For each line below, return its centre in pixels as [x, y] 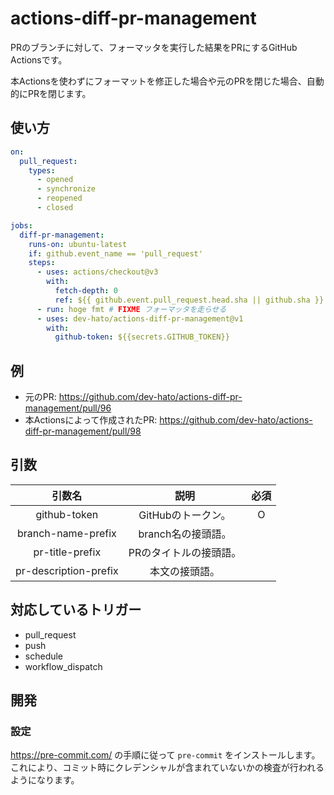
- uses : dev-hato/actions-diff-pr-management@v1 [140, 318]
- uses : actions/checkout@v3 [97, 272]
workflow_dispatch [63, 666]
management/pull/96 [68, 408]
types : [42, 170]
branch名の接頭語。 [185, 534]
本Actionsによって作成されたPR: [91, 420]
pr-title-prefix [67, 552]
